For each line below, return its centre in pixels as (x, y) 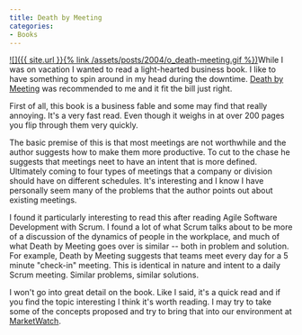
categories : (31, 26)
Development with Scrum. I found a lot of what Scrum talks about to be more (151, 227)
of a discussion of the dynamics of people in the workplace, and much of (145, 237)
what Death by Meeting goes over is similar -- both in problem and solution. (149, 246)
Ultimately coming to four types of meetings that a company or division (141, 171)
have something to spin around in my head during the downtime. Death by (147, 79)
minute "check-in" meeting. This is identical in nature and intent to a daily (145, 266)
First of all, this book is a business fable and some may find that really (138, 106)
